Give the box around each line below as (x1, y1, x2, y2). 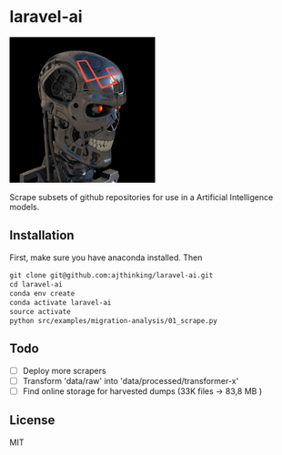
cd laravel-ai (9, 279, 64, 288)
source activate (9, 307, 71, 316)
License (9, 412, 55, 429)
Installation (9, 227, 75, 243)
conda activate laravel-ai (9, 298, 112, 307)
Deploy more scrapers (22, 365, 106, 376)
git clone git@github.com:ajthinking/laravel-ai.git (9, 270, 214, 279)
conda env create (9, 288, 76, 298)
